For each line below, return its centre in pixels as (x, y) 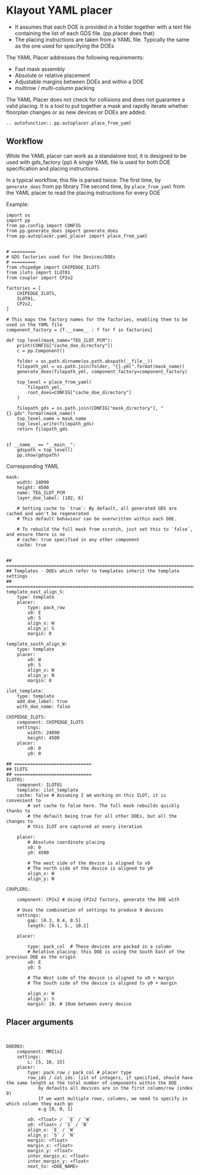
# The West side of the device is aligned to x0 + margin (101, 978)
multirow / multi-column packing (55, 88)
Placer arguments (40, 1022)
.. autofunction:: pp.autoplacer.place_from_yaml (69, 123)
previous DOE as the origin (41, 957)
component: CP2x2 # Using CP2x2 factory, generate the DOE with (98, 900)
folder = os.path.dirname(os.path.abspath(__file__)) (85, 361)
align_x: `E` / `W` (52, 1130)
